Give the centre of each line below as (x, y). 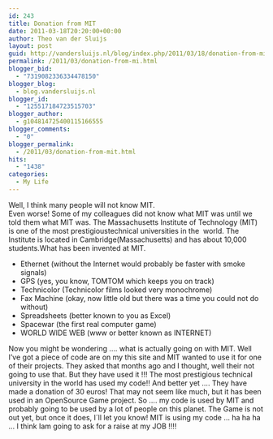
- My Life (32, 182)
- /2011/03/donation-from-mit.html (76, 152)
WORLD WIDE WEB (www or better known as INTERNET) (116, 333)
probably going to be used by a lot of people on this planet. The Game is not (136, 409)
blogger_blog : (32, 84)
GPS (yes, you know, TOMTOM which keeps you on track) (117, 281)
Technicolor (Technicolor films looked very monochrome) (116, 290)
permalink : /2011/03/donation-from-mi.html (83, 62)
